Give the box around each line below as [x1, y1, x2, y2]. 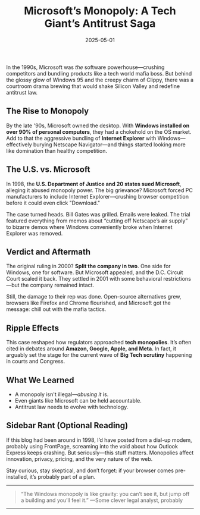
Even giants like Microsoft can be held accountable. [14, 397, 142, 404]
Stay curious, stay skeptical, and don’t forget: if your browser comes [6, 467, 174, 474]
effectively [6, 141, 32, 148]
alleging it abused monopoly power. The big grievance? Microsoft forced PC [6, 186, 193, 194]
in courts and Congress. [6, 358, 65, 365]
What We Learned [6, 375, 74, 385]
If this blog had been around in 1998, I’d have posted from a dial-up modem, [6, 436, 192, 444]
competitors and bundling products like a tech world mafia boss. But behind [6, 70, 192, 77]
